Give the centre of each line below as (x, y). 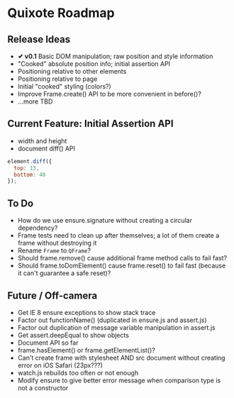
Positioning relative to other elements (72, 71)
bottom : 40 (30, 175)
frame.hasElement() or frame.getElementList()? (87, 350)
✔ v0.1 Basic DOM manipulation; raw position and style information (115, 56)
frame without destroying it (57, 243)
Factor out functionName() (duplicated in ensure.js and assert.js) (112, 320)
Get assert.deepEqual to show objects (73, 335)
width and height (42, 140)
